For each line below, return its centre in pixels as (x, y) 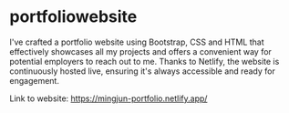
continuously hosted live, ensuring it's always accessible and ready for (142, 71)
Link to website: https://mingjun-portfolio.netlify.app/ (108, 98)
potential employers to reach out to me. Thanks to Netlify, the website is (144, 61)
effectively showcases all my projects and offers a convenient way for (140, 51)
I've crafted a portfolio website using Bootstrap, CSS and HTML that (137, 42)
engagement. (34, 80)
